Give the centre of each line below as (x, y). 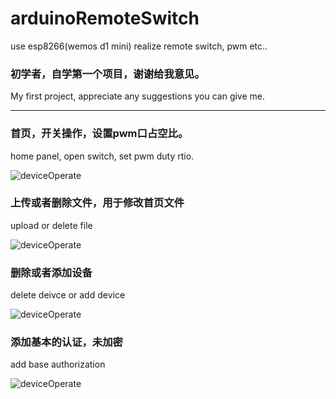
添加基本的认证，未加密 (66, 342)
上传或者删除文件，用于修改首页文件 (97, 203)
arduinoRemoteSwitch (105, 18)
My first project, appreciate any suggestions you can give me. (138, 96)
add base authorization (58, 364)
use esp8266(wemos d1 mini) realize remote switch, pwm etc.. (139, 46)
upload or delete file (51, 225)
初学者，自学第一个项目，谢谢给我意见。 (107, 74)
